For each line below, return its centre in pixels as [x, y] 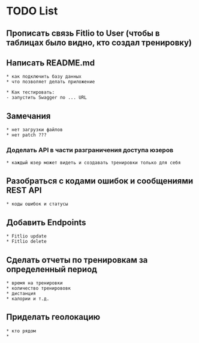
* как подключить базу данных [44, 77]
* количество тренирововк [38, 288]
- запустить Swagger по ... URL [46, 98]
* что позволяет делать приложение [51, 82]
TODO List [32, 11]
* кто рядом [21, 331]
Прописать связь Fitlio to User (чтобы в [83, 33]
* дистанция [21, 293]
